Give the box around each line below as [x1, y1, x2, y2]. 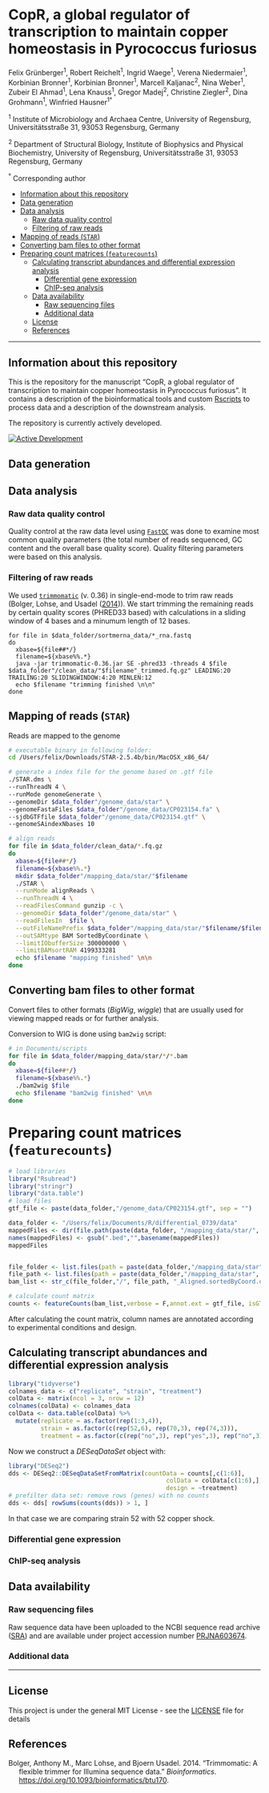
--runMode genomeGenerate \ [8, 790, 102, 799]
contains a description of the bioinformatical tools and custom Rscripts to [8, 395, 251, 404]
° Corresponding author [8, 172, 86, 183]
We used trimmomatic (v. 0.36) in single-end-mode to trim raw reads [8, 590, 234, 600]
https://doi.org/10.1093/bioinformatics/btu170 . [18, 1775, 170, 1785]
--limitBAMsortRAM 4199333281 [15, 946, 116, 955]
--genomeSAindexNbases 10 [8, 820, 94, 828]
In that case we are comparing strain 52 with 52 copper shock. [8, 1513, 215, 1523]
